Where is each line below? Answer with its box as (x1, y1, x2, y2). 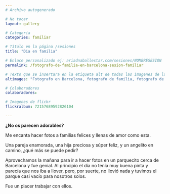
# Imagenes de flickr (5, 100, 51, 105)
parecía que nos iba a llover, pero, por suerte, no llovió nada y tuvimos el (5, 168, 157, 174)
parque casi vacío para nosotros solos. (5, 173, 87, 179)
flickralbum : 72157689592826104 (5, 104, 73, 109)
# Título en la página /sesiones (5, 44, 76, 50)
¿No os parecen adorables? (5, 122, 64, 128)
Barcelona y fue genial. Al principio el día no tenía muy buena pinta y (5, 162, 148, 168)
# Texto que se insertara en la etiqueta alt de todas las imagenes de (5, 72, 159, 77)
